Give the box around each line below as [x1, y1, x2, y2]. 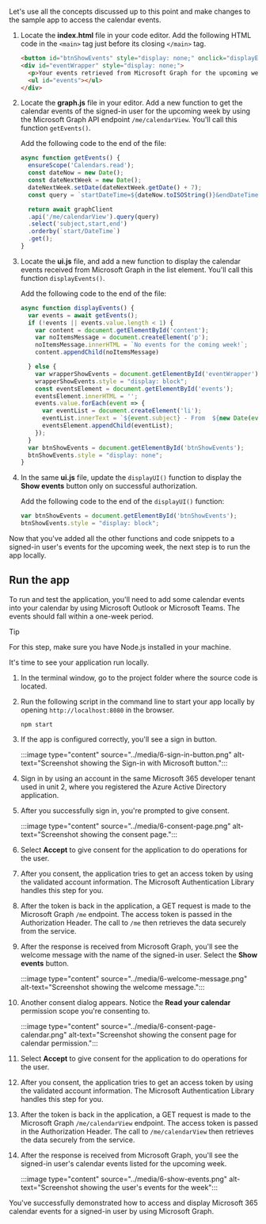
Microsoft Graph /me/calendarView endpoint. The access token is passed [20, 1118, 258, 1127]
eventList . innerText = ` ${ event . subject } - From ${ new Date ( [41, 414, 252, 423]
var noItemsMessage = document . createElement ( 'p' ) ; [35, 333, 209, 342]
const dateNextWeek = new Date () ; [28, 176, 142, 184]
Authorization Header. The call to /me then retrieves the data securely [20, 918, 246, 927]
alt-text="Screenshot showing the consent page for [68, 1030, 237, 1039]
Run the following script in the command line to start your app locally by [20, 696, 256, 706]
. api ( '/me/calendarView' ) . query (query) [28, 213, 160, 221]
